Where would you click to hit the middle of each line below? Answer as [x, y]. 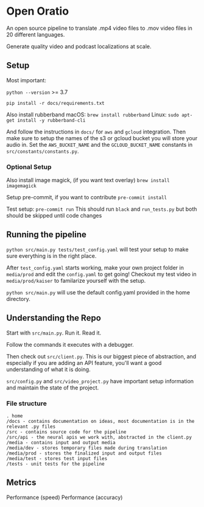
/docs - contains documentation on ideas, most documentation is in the [100, 421]
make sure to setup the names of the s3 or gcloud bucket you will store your [102, 138]
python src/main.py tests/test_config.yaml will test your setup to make [97, 249]
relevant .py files [31, 427]
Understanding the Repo [54, 318]
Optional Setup [29, 167]
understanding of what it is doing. [48, 369]
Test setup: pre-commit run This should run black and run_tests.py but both [102, 209]
